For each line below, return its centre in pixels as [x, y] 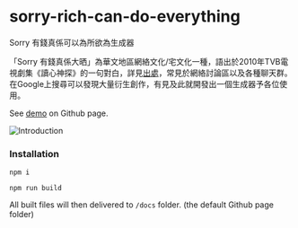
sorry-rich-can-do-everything [125, 17]
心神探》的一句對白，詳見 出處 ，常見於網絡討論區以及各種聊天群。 [170, 73]
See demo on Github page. [59, 113]
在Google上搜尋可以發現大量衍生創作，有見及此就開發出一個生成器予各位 [145, 83]
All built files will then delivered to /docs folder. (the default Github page [141, 205]
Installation [35, 153]
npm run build [36, 189]
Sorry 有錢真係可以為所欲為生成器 [72, 42]
